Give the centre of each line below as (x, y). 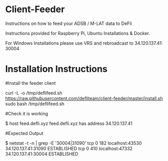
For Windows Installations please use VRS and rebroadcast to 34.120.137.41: (84, 43)
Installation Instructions (56, 69)
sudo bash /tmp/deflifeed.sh (35, 104)
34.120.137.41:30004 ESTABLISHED (42, 154)
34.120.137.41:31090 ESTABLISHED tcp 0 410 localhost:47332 (69, 148)
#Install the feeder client (31, 83)
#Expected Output (24, 133)
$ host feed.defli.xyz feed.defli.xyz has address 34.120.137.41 (69, 123)
